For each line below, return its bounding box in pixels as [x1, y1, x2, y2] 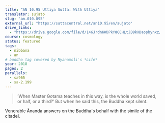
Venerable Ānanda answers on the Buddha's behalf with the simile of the [5, 108, 152, 114]
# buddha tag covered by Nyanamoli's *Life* [5, 57, 98, 62]
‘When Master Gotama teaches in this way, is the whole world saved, [17, 93, 157, 99]
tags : [5, 43, 16, 48]
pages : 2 [5, 66, 23, 71]
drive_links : [5, 25, 32, 30]
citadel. [5, 113, 21, 119]
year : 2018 [5, 61, 27, 66]
